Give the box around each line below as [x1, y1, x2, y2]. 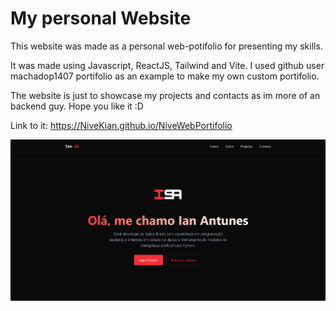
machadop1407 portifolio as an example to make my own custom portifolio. [10, 70, 320, 82]
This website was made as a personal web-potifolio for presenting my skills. [10, 40, 323, 52]
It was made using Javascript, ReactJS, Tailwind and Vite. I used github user [10, 59, 325, 71]
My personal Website [10, 7, 192, 30]
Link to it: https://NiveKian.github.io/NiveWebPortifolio [10, 119, 233, 131]
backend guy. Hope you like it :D [10, 100, 144, 112]
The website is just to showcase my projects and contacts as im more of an [10, 89, 321, 101]
